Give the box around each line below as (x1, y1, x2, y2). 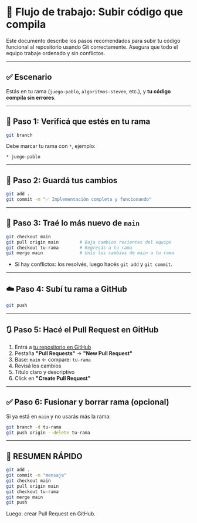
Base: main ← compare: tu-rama (14, 356, 91, 363)
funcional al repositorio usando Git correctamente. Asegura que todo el (6, 43, 178, 50)
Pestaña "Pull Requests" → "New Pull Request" (14, 349, 133, 357)
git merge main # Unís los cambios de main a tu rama (6, 250, 175, 256)
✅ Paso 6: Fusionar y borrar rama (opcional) (6, 397, 169, 407)
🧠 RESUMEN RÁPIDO (6, 451, 83, 461)
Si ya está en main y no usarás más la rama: (6, 413, 111, 420)
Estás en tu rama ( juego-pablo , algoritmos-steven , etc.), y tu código (6, 87, 171, 95)
